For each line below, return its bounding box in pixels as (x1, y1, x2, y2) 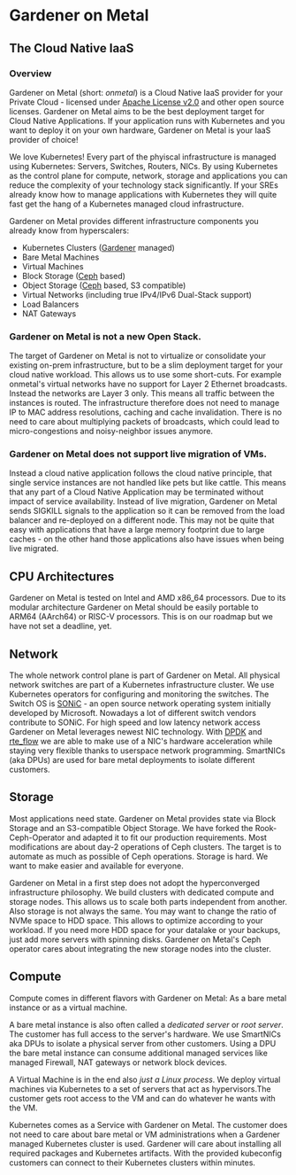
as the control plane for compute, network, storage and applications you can (9, 170, 288, 181)
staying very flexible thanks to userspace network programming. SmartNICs (9, 745, 285, 756)
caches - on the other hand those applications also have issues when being (9, 533, 285, 545)
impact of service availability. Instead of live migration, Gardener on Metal (9, 496, 277, 507)
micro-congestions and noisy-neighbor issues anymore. (9, 426, 214, 437)
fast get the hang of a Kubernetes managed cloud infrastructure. (9, 198, 245, 209)
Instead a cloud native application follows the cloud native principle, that (9, 468, 272, 479)
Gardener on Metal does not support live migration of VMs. (9, 448, 268, 461)
